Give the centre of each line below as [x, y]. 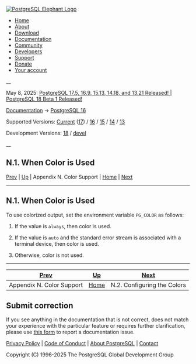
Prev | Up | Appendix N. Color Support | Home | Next [69, 177]
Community [28, 45]
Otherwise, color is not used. [49, 255]
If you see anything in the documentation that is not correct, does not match [97, 320]
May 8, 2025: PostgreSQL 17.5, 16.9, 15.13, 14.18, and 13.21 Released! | [89, 93]
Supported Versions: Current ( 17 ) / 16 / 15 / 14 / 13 [66, 122]
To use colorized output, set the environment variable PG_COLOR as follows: [95, 215]
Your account [31, 70]
